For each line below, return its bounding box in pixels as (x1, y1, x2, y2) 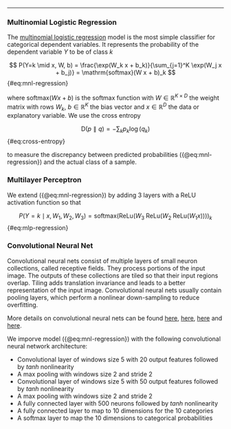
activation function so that (7, 198, 81, 207)
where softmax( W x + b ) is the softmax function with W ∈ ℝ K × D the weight (7, 92, 220, 102)
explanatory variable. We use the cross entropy (7, 112, 141, 120)
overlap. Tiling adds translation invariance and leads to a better (7, 278, 186, 286)
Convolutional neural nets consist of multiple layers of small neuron (7, 256, 198, 265)
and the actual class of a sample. (43, 158, 137, 166)
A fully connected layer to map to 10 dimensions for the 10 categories (16, 406, 214, 415)
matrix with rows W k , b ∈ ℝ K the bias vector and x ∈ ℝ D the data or (7, 101, 199, 112)
